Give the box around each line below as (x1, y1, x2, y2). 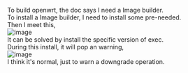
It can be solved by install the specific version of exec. (7, 35, 164, 44)
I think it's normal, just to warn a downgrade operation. (7, 58, 165, 65)
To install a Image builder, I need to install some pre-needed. (7, 13, 182, 22)
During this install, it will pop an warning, (7, 43, 124, 51)
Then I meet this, (7, 21, 56, 29)
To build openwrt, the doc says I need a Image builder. (7, 6, 164, 14)
